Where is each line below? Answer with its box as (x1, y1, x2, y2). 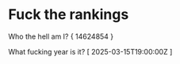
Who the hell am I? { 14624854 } (8, 32, 114, 41)
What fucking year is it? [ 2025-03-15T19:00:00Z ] (8, 47, 173, 56)
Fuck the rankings (8, 6, 129, 24)
